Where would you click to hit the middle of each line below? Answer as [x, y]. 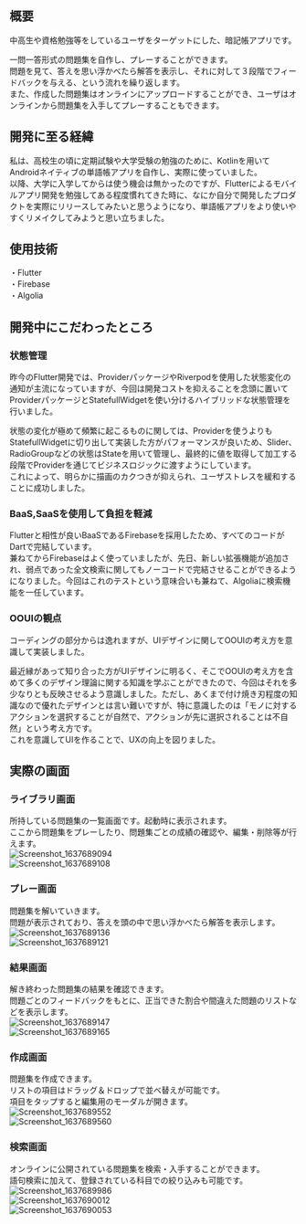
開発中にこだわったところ [81, 327]
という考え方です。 [61, 728]
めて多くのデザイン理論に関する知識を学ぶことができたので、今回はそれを [149, 682]
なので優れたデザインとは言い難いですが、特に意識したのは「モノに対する [157, 705]
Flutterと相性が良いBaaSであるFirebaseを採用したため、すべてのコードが [147, 535]
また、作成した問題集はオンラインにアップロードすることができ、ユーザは [149, 93]
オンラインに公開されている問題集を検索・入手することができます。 [137, 1168]
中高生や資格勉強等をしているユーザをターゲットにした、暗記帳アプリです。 [153, 40]
